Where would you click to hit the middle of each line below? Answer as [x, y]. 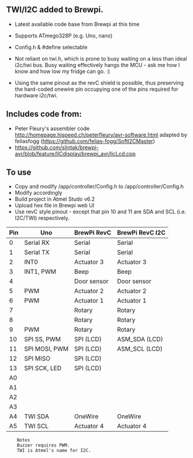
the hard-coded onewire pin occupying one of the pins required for [96, 89]
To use [19, 173]
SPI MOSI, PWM [46, 349]
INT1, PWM [40, 271]
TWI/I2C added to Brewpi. [55, 10]
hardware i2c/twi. [36, 95]
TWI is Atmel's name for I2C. [54, 451]
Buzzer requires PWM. [43, 446]
